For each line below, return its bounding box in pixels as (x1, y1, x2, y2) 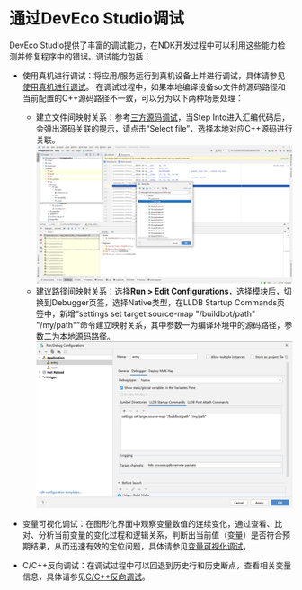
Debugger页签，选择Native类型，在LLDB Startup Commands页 (51, 297, 286, 308)
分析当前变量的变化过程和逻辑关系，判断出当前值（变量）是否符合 (38, 530, 283, 540)
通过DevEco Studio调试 (9, 8, 184, 29)
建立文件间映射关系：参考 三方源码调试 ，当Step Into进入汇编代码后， (35, 112, 290, 123)
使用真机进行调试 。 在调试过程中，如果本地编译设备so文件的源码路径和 (22, 81, 286, 92)
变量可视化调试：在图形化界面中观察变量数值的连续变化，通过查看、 (22, 519, 275, 530)
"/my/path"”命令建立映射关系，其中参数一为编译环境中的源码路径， (35, 320, 285, 331)
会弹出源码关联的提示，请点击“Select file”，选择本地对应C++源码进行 (35, 123, 293, 133)
